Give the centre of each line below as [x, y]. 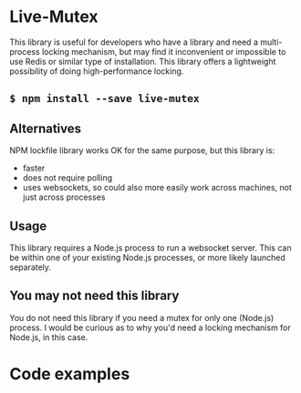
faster [34, 168]
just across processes [64, 197]
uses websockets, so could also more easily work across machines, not [157, 188]
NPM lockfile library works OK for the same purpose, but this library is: [142, 150]
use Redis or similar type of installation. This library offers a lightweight [143, 61]
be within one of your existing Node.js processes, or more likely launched [147, 257]
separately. [31, 267]
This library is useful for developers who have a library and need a [134, 42]
